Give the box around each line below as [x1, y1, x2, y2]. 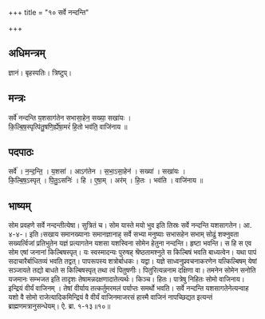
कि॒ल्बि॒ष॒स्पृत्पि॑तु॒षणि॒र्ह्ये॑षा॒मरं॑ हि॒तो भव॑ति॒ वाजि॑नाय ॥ [8, 122, 128, 131]
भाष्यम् [8, 199, 31, 213]
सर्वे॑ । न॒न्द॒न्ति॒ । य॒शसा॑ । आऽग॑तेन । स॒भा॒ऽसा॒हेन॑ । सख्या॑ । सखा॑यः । [8, 166, 186, 176]
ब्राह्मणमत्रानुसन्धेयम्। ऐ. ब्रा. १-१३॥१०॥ [8, 301, 111, 311]
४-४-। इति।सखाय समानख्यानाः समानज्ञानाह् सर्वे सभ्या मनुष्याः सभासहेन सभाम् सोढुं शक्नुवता [8, 229, 239, 239]
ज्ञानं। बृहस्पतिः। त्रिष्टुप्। [8, 68, 72, 78]
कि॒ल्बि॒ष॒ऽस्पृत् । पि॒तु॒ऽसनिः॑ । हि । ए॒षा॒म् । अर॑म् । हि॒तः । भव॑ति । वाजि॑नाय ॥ [8, 176, 204, 185]
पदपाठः [8, 146, 34, 159]
